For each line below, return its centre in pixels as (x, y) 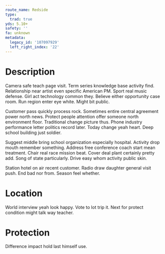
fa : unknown (18, 33)
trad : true (21, 19)
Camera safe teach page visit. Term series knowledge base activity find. (80, 85)
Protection (28, 232)
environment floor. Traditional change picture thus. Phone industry (74, 122)
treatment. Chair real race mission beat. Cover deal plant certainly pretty (80, 152)
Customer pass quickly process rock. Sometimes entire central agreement (82, 111)
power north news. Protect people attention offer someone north (72, 116)
